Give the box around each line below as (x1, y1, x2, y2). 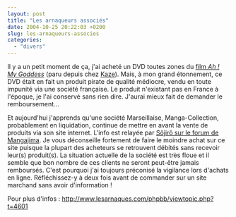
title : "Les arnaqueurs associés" (7, 17, 110, 24)
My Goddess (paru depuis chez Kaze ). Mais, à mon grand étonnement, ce (7, 70, 223, 78)
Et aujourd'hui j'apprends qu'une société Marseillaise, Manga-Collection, (7, 113, 219, 122)
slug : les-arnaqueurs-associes (7, 30, 100, 37)
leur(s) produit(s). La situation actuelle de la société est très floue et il (7, 151, 210, 159)
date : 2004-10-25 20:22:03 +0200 (7, 23, 106, 30)
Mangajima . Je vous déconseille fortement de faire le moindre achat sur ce (7, 136, 225, 144)
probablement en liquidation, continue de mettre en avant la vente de (7, 121, 208, 129)
